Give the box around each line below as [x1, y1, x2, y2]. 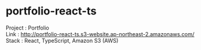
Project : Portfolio [5, 24, 49, 31]
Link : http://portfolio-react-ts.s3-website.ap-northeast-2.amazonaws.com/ [5, 30, 195, 37]
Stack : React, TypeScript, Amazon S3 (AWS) [5, 37, 119, 44]
